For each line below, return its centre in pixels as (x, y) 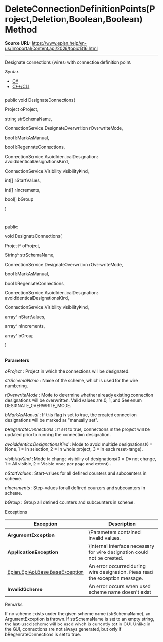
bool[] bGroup (19, 199)
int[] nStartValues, (23, 180)
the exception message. (116, 578)
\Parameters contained (114, 532)
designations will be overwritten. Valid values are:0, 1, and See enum (73, 400)
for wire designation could (118, 552)
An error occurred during (117, 566)
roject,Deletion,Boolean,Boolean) (74, 19)
